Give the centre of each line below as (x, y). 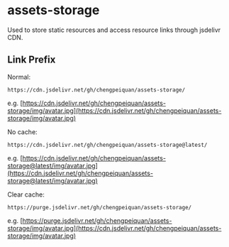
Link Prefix (32, 60)
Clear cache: (26, 194)
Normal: (19, 77)
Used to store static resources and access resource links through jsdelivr (114, 30)
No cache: (22, 132)
